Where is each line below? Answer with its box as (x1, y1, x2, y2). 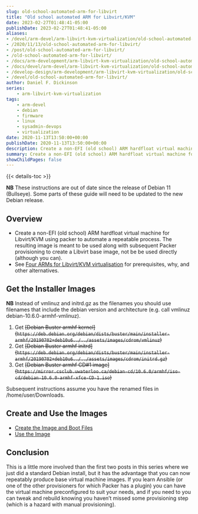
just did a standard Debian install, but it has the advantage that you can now (6, 469, 190, 476)
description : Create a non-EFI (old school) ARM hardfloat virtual (6, 146, 176, 151)
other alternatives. (14, 267, 60, 274)
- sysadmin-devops (16, 124, 62, 130)
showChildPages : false (6, 157, 62, 163)
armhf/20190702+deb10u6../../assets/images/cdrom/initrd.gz (14, 356, 166, 362)
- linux (16, 118, 35, 124)
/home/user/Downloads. (6, 391, 65, 398)
